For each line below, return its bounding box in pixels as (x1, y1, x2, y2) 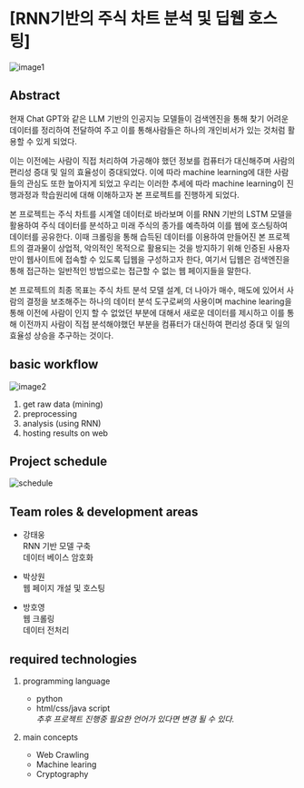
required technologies (9, 651, 138, 667)
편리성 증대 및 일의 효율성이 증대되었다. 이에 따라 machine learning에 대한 (9, 166, 272, 177)
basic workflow (9, 357, 99, 372)
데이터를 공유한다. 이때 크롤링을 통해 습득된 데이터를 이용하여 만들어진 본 (9, 231, 266, 241)
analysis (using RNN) (22, 418, 102, 428)
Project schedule (9, 453, 107, 468)
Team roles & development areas (9, 504, 199, 519)
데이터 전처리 (22, 625, 70, 635)
